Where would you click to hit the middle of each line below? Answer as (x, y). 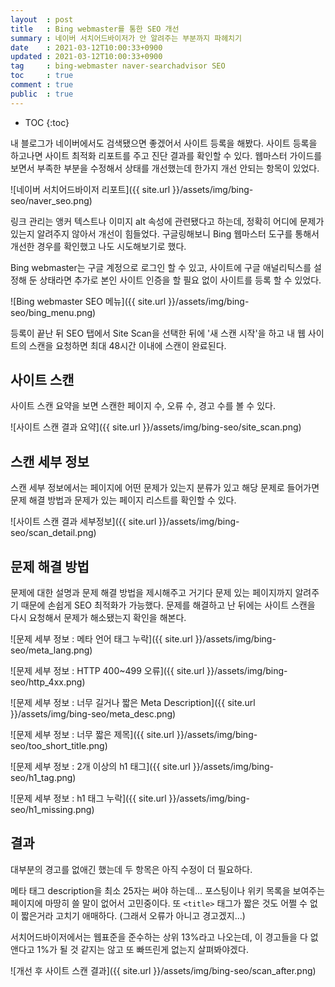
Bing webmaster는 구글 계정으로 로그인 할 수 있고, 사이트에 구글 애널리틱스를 (161, 267)
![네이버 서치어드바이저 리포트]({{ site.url (90, 189)
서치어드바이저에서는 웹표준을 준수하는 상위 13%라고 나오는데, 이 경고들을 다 (159, 937)
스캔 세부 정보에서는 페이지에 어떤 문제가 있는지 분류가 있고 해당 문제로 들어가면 (165, 488)
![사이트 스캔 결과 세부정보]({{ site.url (83, 522)
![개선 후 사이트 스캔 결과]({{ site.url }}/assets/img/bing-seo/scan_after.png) (163, 970)
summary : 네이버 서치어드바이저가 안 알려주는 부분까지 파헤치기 (126, 38)
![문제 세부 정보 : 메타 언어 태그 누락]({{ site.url (101, 639)
